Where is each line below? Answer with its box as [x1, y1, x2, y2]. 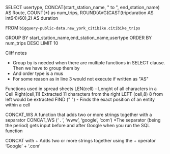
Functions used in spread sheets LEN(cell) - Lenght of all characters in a [5, 86, 157, 92]
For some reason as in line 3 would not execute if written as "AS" [12, 76, 149, 82]
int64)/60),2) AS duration [5, 15, 59, 21]
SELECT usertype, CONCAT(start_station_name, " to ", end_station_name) [5, 5, 160, 10]
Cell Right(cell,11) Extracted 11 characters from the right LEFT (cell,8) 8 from [5, 91, 163, 97]
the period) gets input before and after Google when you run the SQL [5, 123, 150, 128]
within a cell [5, 102, 31, 108]
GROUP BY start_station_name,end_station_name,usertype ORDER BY [5, 35, 152, 41]
